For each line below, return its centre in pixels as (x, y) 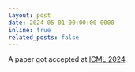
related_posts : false (44, 37)
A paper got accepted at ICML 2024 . (68, 59)
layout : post (30, 15)
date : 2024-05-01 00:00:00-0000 (61, 23)
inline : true (30, 30)
